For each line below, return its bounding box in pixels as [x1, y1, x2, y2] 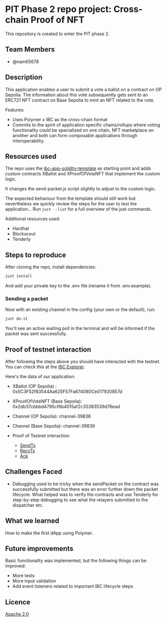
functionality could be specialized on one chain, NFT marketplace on [12, 127, 154, 133]
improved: [5, 563, 26, 569]
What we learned [5, 517, 59, 525]
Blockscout [12, 231, 36, 237]
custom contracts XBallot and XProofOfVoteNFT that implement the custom [5, 171, 161, 177]
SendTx [19, 442, 36, 449]
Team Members [5, 45, 55, 54]
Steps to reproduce [5, 250, 66, 259]
